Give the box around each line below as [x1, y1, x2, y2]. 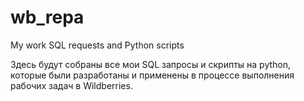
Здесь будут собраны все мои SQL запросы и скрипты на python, [10, 58, 292, 70]
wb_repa [10, 6, 85, 29]
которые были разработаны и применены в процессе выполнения [10, 69, 295, 81]
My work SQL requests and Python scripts [10, 39, 185, 51]
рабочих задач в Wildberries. [10, 79, 133, 91]
